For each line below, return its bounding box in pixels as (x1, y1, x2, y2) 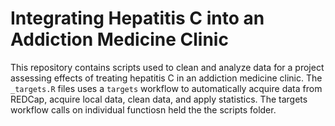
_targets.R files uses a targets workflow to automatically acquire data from (10, 82, 323, 94)
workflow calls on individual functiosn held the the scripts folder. (10, 103, 277, 116)
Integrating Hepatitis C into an (10, 7, 265, 30)
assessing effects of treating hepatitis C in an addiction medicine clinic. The (10, 72, 323, 84)
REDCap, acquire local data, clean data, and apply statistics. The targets (10, 93, 308, 105)
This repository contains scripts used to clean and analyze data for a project (10, 61, 325, 73)
